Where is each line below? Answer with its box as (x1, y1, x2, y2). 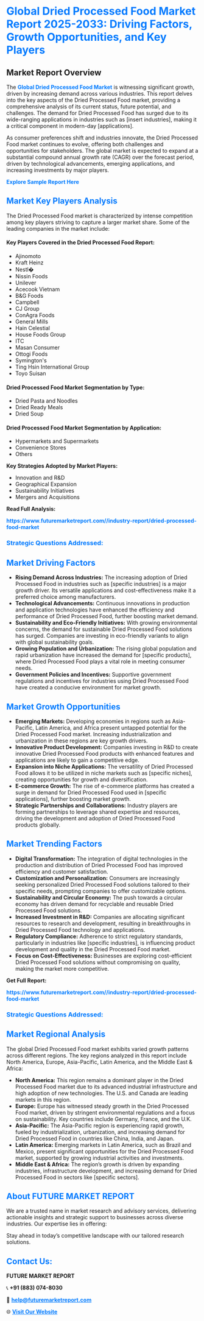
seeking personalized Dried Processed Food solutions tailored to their (15, 881, 191, 888)
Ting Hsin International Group (15, 364, 90, 371)
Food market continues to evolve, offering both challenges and (6, 141, 164, 147)
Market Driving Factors (6, 557, 96, 568)
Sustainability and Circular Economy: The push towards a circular (15, 893, 183, 901)
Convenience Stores (15, 444, 66, 451)
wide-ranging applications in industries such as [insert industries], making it (6, 116, 197, 123)
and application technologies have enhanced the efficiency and (15, 606, 175, 613)
